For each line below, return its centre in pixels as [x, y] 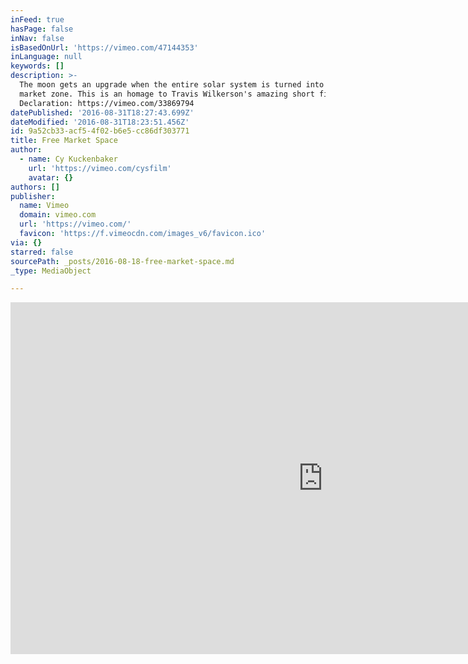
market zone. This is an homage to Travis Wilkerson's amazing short [167, 94]
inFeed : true [37, 19]
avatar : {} [51, 177]
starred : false [42, 252]
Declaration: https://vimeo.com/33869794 [107, 103]
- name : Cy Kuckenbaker [68, 159]
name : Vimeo [44, 206]
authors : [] [35, 187]
